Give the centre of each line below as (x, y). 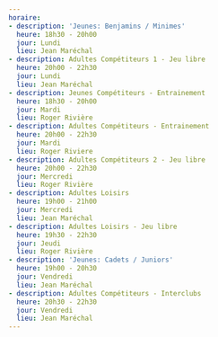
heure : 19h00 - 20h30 (57, 269)
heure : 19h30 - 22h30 (57, 235)
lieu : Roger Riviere (55, 151)
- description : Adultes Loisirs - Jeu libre (93, 226)
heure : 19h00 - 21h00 (57, 202)
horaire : (25, 18)
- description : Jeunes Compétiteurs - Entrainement (107, 93)
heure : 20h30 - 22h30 (57, 302)
